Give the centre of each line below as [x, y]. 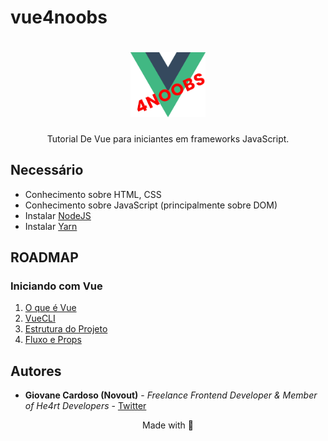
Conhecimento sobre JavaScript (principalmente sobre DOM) [151, 205]
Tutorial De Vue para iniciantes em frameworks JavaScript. [168, 138]
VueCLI [40, 318]
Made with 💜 [167, 425]
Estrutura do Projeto [66, 329]
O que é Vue [50, 308]
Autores [36, 371]
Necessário [47, 170]
